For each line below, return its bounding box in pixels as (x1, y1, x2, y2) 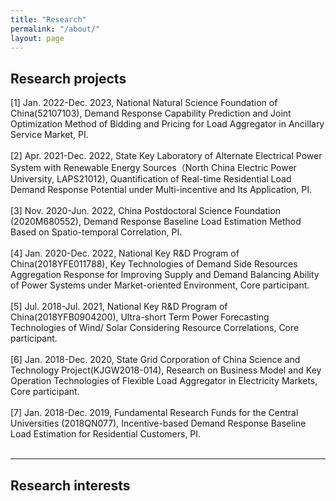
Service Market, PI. (10, 129, 89, 141)
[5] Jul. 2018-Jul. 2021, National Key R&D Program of (10, 301, 228, 313)
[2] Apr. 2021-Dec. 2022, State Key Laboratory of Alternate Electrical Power (10, 150, 323, 162)
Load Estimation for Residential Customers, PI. (10, 428, 202, 440)
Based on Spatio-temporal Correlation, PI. (10, 226, 183, 238)
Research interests (10, 477, 131, 494)
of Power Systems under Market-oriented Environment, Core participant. (10, 279, 310, 291)
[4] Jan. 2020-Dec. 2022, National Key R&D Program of (10, 247, 240, 260)
